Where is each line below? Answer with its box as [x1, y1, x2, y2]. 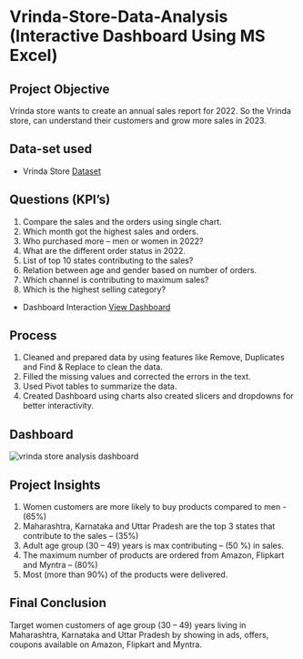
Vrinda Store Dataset [22, 166, 102, 177]
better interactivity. [22, 400, 94, 411]
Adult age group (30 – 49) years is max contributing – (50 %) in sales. [22, 540, 285, 552]
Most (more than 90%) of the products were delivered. [22, 569, 228, 580]
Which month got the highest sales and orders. [22, 226, 198, 237]
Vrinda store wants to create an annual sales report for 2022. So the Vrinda [9, 106, 291, 116]
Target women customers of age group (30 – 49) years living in [9, 619, 247, 630]
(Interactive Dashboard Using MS [9, 25, 266, 46]
